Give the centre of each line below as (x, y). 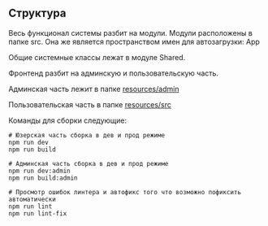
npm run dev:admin (39, 171)
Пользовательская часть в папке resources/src (90, 104)
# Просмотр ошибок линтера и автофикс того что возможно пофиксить (125, 192)
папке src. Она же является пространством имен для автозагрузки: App (134, 41)
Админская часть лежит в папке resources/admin (94, 89)
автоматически (32, 199)
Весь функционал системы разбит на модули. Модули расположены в (131, 33)
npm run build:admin (43, 178)
